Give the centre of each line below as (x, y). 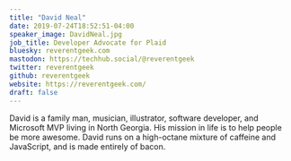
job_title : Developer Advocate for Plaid (88, 42)
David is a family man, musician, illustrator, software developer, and (134, 118)
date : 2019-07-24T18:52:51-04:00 (72, 26)
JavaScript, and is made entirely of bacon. (88, 146)
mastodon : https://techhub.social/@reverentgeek (102, 59)
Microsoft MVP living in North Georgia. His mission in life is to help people (146, 127)
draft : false (34, 92)
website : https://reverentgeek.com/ (78, 84)
